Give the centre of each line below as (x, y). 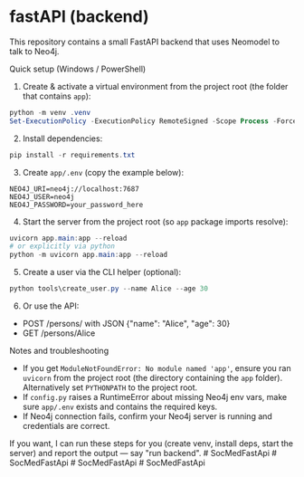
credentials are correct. (66, 426)
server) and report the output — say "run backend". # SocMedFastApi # (143, 453)
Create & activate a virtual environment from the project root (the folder (155, 86)
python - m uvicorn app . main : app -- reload (89, 255)
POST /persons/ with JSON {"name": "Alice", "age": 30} (126, 324)
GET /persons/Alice (59, 333)
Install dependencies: (62, 138)
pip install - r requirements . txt (72, 155)
